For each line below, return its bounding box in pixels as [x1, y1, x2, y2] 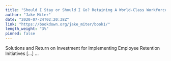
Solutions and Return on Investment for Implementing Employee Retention [5, 45, 160, 51]
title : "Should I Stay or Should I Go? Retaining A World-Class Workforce [5, 7, 167, 13]
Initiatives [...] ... [5, 50, 39, 56]
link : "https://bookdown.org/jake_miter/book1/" [5, 21, 110, 27]
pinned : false [5, 31, 36, 36]
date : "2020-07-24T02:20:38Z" [5, 17, 70, 22]
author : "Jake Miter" [5, 12, 51, 17]
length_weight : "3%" [5, 26, 49, 32]
